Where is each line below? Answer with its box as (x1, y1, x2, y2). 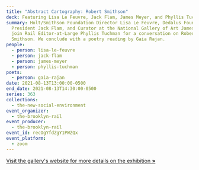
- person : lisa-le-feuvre (11, 47, 76, 53)
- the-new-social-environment (11, 102, 86, 108)
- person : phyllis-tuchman (11, 63, 78, 70)
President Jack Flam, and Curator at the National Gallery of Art (11, 25, 179, 31)
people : (6, 42, 25, 48)
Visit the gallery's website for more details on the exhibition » (6, 157, 156, 164)
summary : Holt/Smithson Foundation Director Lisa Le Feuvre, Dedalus (6, 20, 182, 25)
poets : (6, 69, 23, 75)
